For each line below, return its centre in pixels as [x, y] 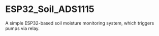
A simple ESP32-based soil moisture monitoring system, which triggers [80, 23]
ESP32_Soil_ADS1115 [50, 9]
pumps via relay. [22, 28]
